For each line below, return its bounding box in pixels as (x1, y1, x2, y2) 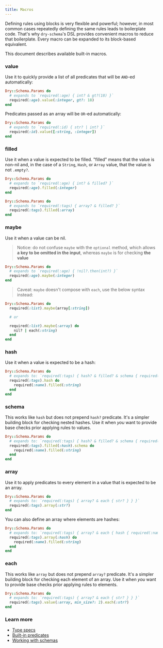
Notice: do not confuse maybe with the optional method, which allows (16, 244, 156, 250)
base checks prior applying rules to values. (5, 425, 91, 431)
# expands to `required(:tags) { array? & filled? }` (9, 203, 120, 208)
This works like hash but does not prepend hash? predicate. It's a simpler (5, 414, 149, 420)
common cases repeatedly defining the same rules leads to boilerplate (5, 25, 146, 32)
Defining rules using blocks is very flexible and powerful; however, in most (5, 20, 154, 26)
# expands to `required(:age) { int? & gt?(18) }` (9, 93, 114, 98)
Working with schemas (12, 637, 58, 644)
